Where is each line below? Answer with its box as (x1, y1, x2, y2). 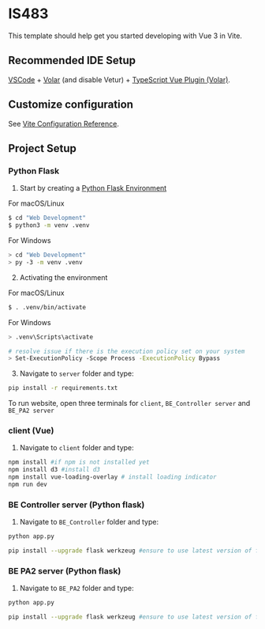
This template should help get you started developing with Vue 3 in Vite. (8, 31, 243, 40)
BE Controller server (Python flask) (8, 499, 145, 510)
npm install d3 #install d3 (8, 466, 101, 474)
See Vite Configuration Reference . (8, 119, 120, 128)
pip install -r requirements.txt (8, 385, 118, 392)
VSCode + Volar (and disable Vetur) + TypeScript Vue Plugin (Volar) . (8, 74, 231, 84)
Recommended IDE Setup (8, 54, 136, 67)
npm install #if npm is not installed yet (8, 458, 150, 467)
